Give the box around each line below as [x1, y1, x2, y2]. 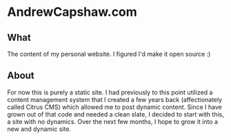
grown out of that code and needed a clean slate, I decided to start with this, [7, 110, 224, 118]
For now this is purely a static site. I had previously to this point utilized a [7, 88, 213, 97]
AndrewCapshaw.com [7, 4, 138, 20]
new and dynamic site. [7, 125, 71, 133]
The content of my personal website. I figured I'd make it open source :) [7, 50, 211, 58]
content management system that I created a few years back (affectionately [7, 95, 223, 103]
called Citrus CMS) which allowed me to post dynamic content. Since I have [7, 103, 222, 111]
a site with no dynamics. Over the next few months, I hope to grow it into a [7, 117, 219, 126]
